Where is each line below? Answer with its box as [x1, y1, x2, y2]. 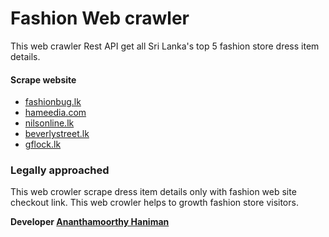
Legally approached [10, 163, 110, 177]
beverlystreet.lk [24, 128, 90, 140]
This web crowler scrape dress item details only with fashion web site [10, 186, 297, 198]
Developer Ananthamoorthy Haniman [10, 216, 170, 228]
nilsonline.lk [24, 117, 75, 129]
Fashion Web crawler [10, 7, 190, 30]
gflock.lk [24, 138, 62, 151]
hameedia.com [24, 107, 87, 119]
